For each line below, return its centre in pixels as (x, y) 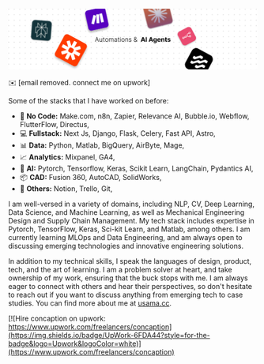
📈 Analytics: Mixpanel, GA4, (67, 157)
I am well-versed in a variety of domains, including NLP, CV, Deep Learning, (132, 204)
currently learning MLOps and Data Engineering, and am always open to (125, 237)
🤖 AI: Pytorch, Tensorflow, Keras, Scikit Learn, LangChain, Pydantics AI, (136, 168)
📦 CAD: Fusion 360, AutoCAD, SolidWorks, (91, 177)
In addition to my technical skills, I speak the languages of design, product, (130, 261)
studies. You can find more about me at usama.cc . (90, 303)
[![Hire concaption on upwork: (57, 318)
